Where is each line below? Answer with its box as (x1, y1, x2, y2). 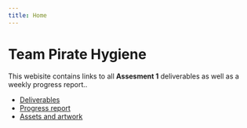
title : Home (8, 11, 47, 20)
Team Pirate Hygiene (8, 45, 147, 63)
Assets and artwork (19, 112, 83, 121)
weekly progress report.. (8, 79, 88, 89)
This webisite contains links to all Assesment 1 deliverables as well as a (8, 71, 239, 81)
